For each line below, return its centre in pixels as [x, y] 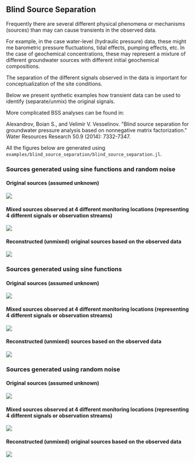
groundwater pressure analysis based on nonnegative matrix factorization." [97, 130]
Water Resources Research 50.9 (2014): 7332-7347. [68, 136]
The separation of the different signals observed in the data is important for [97, 77]
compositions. [23, 66]
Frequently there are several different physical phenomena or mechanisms [96, 23]
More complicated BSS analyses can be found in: [65, 112]
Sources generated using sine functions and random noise [91, 169]
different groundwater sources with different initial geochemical [83, 60]
